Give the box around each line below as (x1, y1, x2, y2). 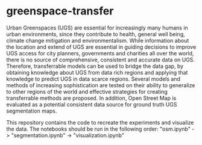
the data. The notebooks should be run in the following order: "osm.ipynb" (6, 125, 191, 132)
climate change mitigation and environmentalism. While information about (6, 37, 189, 44)
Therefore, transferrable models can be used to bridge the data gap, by (6, 62, 184, 70)
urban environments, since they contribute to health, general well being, (6, 30, 185, 37)
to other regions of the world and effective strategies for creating (6, 88, 168, 95)
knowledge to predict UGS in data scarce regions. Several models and (6, 75, 181, 82)
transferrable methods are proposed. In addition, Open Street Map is (6, 94, 177, 102)
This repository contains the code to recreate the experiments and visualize (6, 119, 194, 126)
